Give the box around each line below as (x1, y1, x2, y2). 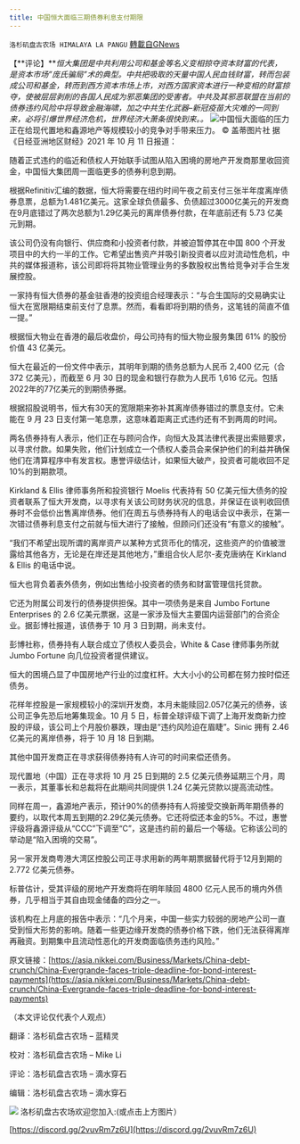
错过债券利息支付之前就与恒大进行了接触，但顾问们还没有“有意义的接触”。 (16, 518, 289, 529)
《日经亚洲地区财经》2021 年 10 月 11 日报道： (9, 136, 178, 146)
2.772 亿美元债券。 (9, 864, 79, 875)
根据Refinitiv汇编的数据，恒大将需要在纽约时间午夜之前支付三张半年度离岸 (9, 185, 281, 195)
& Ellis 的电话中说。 (9, 560, 80, 570)
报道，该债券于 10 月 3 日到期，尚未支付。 (55, 619, 211, 630)
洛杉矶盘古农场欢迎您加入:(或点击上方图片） (20, 1106, 182, 1116)
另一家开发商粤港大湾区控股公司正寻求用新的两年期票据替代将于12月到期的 (9, 853, 283, 864)
